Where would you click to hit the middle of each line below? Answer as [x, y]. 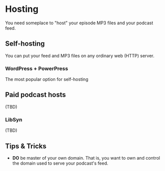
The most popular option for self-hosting [47, 79]
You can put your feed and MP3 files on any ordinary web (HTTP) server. [80, 56]
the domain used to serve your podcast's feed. [60, 163]
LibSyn [14, 119]
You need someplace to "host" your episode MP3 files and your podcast [79, 23]
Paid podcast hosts [36, 95]
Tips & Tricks [26, 146]
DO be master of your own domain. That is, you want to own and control [86, 158]
